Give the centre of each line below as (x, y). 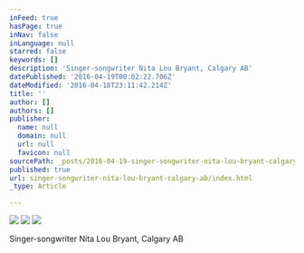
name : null (38, 128)
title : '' (28, 93)
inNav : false (34, 34)
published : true (40, 170)
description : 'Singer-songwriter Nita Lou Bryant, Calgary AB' (131, 69)
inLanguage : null (42, 43)
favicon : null (44, 152)
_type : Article (38, 187)
